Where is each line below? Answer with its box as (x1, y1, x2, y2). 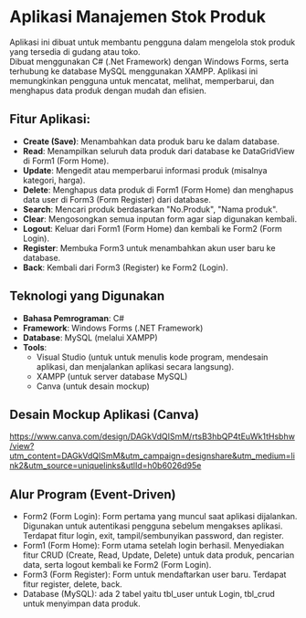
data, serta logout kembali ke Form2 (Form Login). (22, 560, 212, 571)
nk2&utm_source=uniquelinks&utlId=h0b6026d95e (9, 460, 202, 471)
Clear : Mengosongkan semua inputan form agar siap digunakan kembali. (22, 213, 298, 225)
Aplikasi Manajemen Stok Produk (9, 6, 267, 27)
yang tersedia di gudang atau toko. (9, 46, 141, 57)
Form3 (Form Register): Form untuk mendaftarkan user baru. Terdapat (22, 569, 287, 581)
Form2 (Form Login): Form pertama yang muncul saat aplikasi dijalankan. (22, 511, 298, 522)
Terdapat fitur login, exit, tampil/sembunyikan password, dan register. (22, 530, 285, 541)
